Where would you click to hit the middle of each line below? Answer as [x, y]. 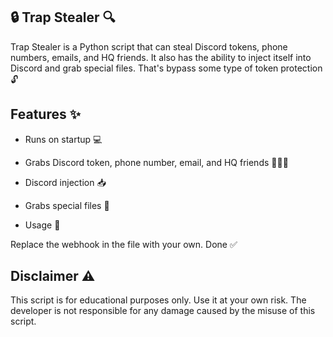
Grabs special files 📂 [67, 205]
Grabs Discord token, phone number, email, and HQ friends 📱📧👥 [156, 162]
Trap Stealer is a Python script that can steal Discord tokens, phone [149, 46]
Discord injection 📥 [65, 182]
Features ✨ [45, 114]
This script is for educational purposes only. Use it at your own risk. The [158, 300]
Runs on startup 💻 [63, 139]
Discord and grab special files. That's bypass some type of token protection [166, 68]
